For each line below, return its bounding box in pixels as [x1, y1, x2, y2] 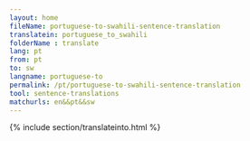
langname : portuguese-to [9, 72, 103, 81]
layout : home [9, 13, 59, 23]
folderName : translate [9, 38, 100, 48]
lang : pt [9, 47, 43, 56]
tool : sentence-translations [9, 89, 120, 98]
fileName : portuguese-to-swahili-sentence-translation [9, 22, 221, 31]
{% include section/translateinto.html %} [9, 122, 161, 133]
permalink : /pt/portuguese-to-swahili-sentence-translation [9, 80, 242, 89]
